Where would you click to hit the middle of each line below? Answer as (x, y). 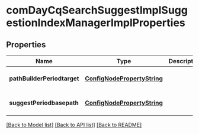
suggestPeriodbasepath (44, 103)
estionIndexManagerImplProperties (96, 23)
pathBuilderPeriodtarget (44, 79)
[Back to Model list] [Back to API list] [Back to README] (74, 125)
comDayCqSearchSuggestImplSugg (97, 10)
